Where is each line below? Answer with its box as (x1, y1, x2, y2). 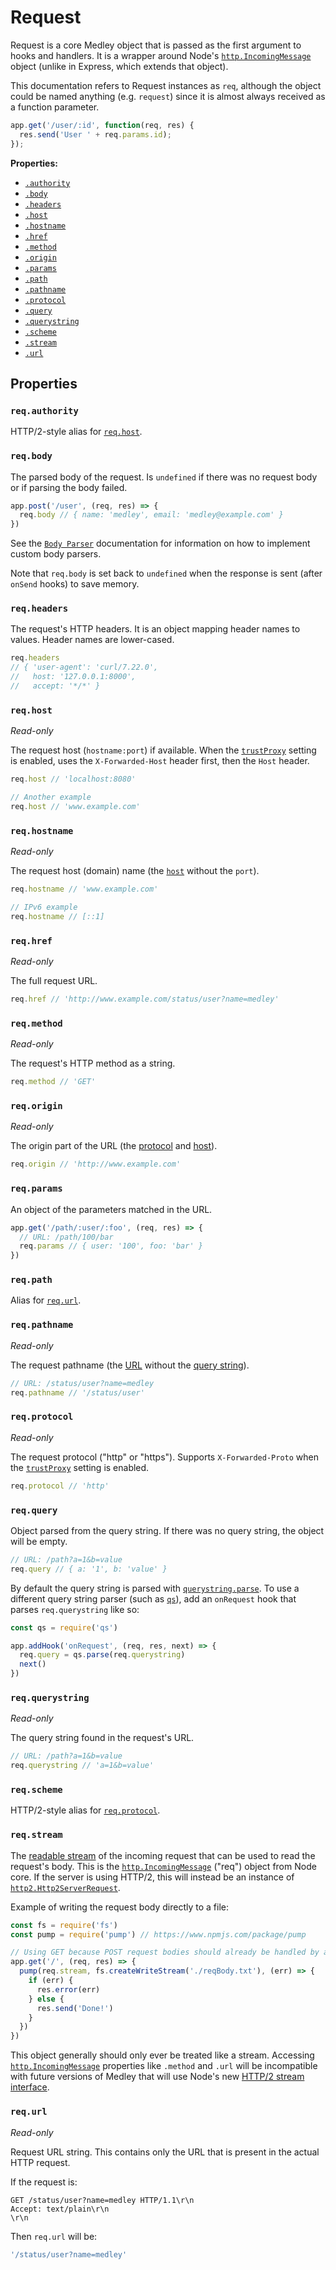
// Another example (10, 792, 92, 803)
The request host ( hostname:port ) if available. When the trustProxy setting (10, 744, 317, 756)
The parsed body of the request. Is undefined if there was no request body (10, 471, 318, 483)
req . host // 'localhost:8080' (10, 774, 137, 785)
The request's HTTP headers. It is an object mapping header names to (10, 623, 301, 635)
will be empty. (10, 1535, 68, 1547)
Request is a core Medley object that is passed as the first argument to (10, 39, 302, 51)
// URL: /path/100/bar (19, 1232, 114, 1242)
